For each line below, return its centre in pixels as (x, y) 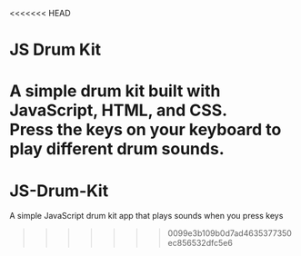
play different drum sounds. (117, 149)
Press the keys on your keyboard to (145, 130)
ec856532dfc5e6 (201, 243)
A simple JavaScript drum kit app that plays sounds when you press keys (146, 216)
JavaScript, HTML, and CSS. (119, 110)
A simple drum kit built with (115, 91)
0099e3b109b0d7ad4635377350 (230, 233)
